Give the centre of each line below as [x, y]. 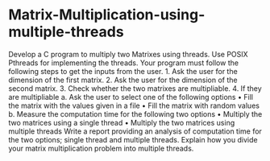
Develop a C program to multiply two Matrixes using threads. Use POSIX [128, 54]
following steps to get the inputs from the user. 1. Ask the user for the [123, 71]
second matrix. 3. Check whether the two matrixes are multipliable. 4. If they [135, 88]
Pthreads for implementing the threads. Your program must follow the [124, 63]
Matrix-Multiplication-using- [107, 15]
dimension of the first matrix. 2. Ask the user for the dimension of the [123, 80]
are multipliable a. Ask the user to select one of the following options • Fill [131, 97]
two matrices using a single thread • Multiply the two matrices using [122, 122]
